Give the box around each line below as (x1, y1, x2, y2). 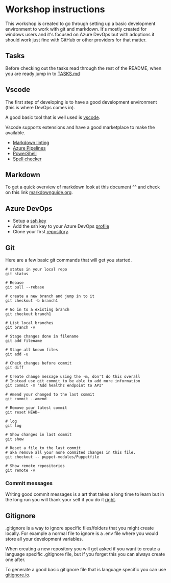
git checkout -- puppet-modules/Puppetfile (5, 454, 100, 459)
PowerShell (12, 150, 37, 156)
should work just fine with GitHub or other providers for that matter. (5, 37, 147, 43)
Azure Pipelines (12, 144, 46, 151)
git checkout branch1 (5, 311, 52, 317)
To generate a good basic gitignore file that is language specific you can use (5, 567, 166, 573)
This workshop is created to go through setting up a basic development (5, 20, 156, 27)
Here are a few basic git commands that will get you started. (5, 257, 132, 263)
